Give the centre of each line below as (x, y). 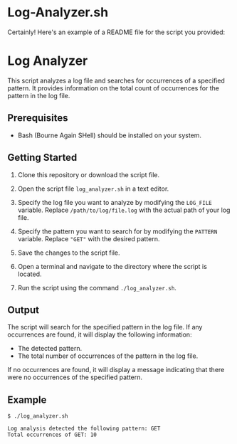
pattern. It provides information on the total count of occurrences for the (113, 88)
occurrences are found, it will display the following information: (100, 334)
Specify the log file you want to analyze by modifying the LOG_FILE (115, 202)
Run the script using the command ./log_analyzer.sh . (97, 287)
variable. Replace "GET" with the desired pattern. (89, 238)
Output (23, 310)
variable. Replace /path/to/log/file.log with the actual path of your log (124, 210)
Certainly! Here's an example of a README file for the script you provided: (116, 32)
